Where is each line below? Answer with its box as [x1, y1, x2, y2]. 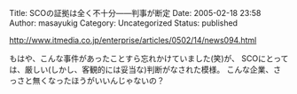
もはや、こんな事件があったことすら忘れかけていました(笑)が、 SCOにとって [9, 53, 289, 64]
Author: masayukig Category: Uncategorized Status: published [9, 18, 238, 28]
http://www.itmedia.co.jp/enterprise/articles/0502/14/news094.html [9, 35, 257, 45]
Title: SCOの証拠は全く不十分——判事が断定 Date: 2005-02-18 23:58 [9, 8, 262, 18]
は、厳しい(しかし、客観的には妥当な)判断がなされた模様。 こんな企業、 [9, 65, 274, 74]
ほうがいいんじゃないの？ [70, 75, 165, 86]
